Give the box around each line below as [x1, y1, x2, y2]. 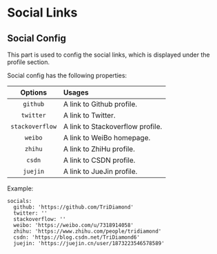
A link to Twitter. [63, 110, 116, 120]
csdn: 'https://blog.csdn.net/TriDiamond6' [13, 234, 140, 241]
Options [20, 88, 47, 97]
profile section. [7, 58, 50, 66]
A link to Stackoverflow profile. [63, 122, 163, 131]
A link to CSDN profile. [63, 155, 136, 165]
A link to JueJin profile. [63, 167, 138, 176]
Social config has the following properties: [7, 71, 127, 79]
